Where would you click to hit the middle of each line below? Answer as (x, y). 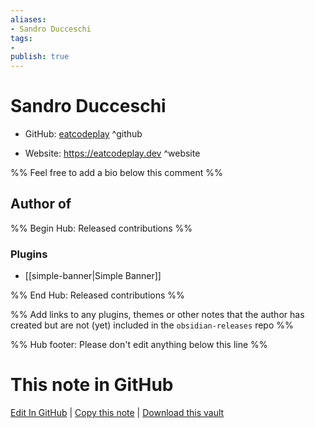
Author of (41, 204)
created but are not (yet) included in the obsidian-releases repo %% (152, 325)
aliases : (28, 19)
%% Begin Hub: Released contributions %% (101, 228)
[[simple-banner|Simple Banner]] (93, 276)
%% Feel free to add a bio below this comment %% (116, 173)
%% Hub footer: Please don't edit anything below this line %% (139, 345)
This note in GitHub (92, 385)
